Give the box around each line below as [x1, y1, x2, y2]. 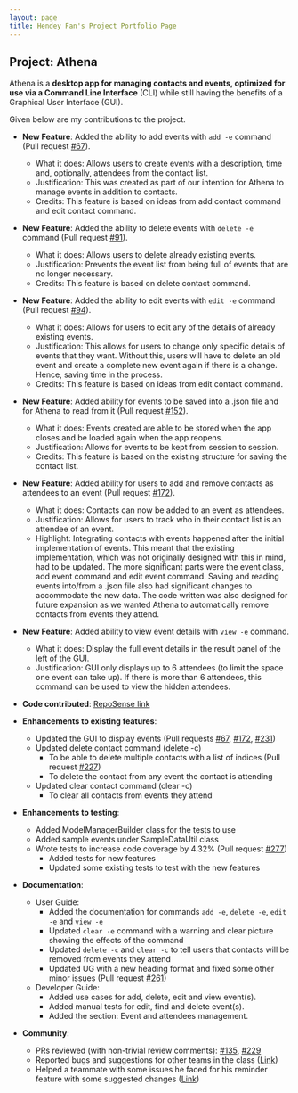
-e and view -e [48, 916, 104, 927]
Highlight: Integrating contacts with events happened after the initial [35, 533, 285, 544]
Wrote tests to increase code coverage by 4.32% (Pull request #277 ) [35, 843, 287, 854]
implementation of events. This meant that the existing [35, 543, 235, 554]
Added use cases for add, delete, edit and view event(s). [48, 991, 256, 1003]
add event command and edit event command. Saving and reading [35, 571, 280, 582]
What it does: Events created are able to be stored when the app [35, 423, 272, 433]
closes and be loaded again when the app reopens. [35, 432, 224, 443]
